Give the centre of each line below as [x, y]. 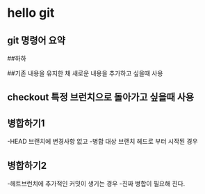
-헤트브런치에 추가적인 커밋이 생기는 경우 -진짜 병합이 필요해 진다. [96, 184]
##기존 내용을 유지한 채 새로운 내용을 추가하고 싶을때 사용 [85, 73]
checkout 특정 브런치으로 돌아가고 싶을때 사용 [101, 97]
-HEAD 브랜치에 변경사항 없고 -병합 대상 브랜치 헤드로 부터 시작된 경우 [102, 142]
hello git [31, 13]
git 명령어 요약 [36, 40]
